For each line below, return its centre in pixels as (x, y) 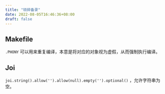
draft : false (19, 19)
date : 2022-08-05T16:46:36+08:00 (40, 14)
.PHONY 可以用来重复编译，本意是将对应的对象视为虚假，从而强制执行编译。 (82, 52)
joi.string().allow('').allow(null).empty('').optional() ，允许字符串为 (83, 80)
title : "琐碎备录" (23, 10)
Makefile (19, 39)
